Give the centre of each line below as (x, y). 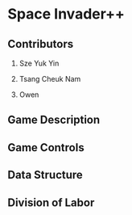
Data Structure (45, 175)
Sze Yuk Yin (39, 63)
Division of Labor (51, 202)
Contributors (41, 44)
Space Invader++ (66, 14)
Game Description (54, 120)
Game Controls (46, 148)
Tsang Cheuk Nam (50, 79)
